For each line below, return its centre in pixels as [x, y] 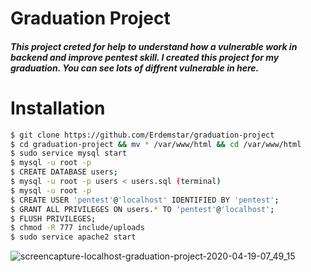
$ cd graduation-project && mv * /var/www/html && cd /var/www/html [156, 144]
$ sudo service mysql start [69, 153]
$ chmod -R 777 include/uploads [77, 228]
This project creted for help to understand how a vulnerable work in [154, 46]
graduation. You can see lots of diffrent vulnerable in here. [135, 68]
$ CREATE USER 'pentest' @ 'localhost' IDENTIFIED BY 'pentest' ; [145, 200]
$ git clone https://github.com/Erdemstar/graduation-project [142, 135]
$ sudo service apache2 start [73, 237]
